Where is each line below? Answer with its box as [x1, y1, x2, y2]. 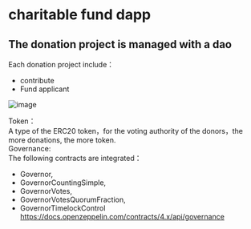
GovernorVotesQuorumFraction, [19, 195, 126, 204]
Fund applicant [19, 84, 70, 94]
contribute [19, 76, 55, 85]
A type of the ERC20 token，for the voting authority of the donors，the [8, 127, 243, 135]
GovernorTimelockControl [19, 203, 106, 213]
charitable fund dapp [8, 6, 151, 24]
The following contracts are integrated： [8, 154, 142, 163]
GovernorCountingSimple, [19, 178, 107, 187]
